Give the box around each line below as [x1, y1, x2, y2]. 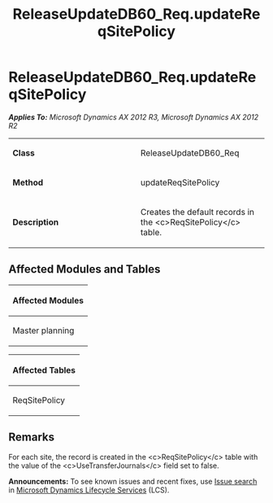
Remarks [8, 431, 55, 444]
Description [12, 217, 59, 228]
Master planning [12, 325, 75, 336]
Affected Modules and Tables [8, 262, 161, 277]
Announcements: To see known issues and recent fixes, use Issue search [8, 476, 258, 486]
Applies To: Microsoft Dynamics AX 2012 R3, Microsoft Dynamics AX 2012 [8, 112, 259, 122]
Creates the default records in [141, 206, 254, 217]
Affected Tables [12, 364, 76, 375]
